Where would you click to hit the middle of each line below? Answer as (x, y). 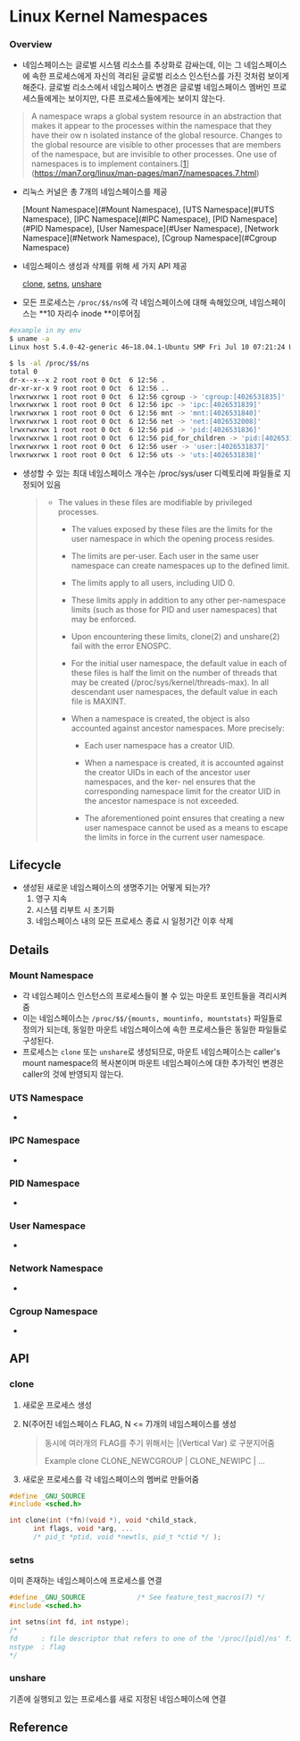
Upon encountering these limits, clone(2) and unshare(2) (175, 636)
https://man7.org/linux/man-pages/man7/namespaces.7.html (146, 173)
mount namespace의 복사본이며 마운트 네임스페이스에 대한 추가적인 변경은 (153, 1063)
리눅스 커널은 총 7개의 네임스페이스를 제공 (95, 192)
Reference (39, 1728)
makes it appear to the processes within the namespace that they (151, 126)
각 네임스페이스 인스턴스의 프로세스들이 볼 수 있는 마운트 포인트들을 (139, 996)
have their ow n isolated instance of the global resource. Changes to (157, 135)
